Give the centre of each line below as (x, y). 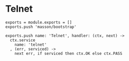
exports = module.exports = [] (39, 22)
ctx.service (23, 40)
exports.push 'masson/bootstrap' (41, 27)
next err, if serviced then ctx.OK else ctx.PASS (69, 53)
